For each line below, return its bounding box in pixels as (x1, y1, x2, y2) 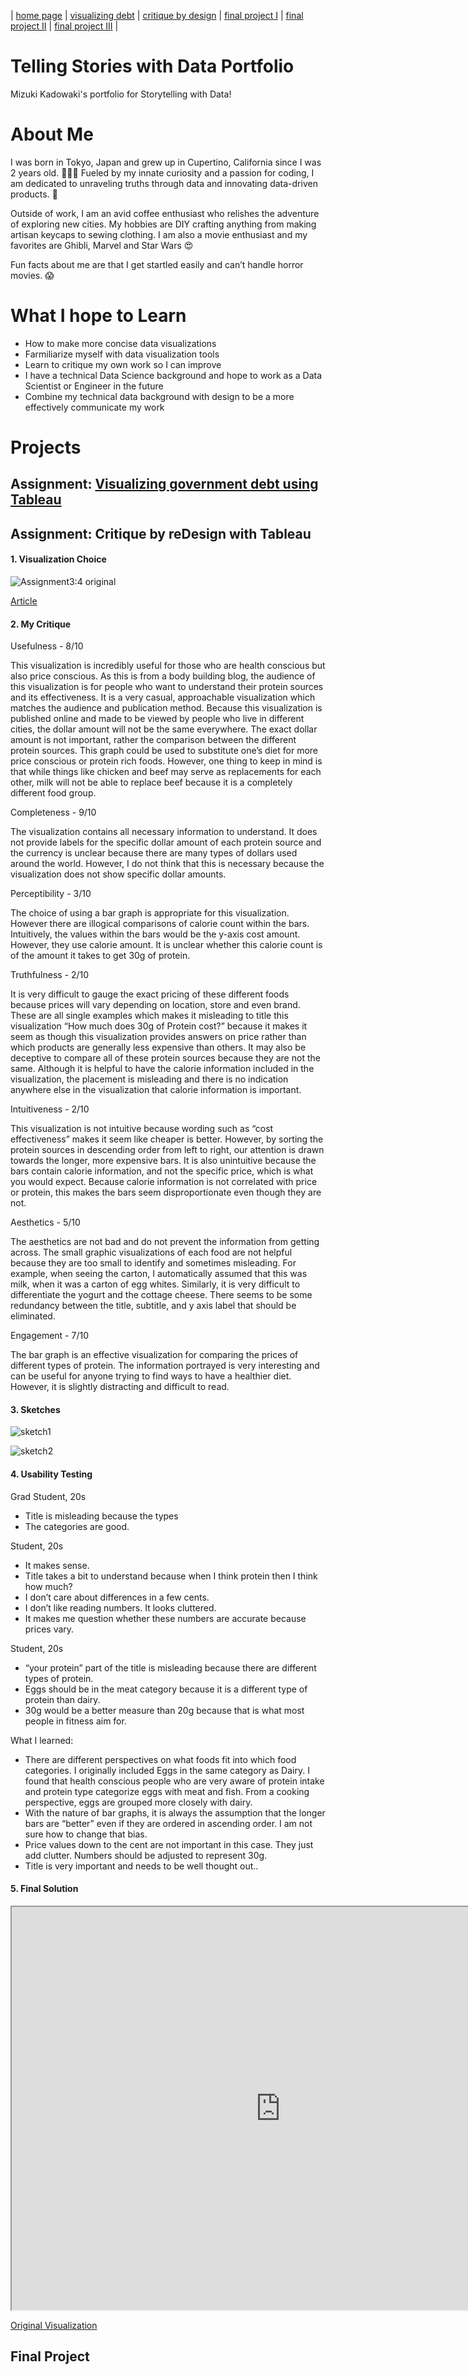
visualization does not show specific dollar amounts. (10, 868, 227, 880)
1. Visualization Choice (10, 553, 107, 565)
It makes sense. (24, 1559, 90, 1571)
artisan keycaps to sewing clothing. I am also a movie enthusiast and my (10, 228, 308, 240)
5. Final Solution (10, 1883, 79, 1895)
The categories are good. (24, 1520, 130, 1532)
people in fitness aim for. (24, 1715, 127, 1727)
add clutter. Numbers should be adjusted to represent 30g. (24, 1849, 268, 1861)
